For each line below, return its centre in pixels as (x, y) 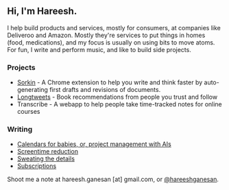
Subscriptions (37, 166)
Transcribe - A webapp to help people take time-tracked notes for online (120, 104)
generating (32, 90)
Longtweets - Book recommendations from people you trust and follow (117, 97)
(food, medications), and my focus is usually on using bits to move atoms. (111, 42)
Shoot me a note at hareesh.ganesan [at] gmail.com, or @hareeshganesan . (113, 179)
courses (28, 112)
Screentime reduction (48, 152)
